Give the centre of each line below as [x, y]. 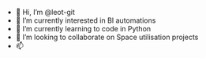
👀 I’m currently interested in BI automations [86, 20]
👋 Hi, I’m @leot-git [45, 12]
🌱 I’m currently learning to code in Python [83, 29]
